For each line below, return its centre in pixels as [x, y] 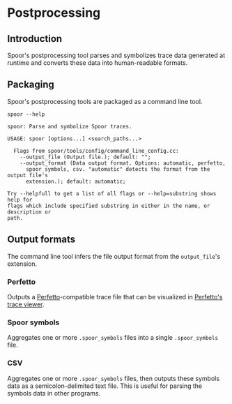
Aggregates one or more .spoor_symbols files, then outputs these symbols [114, 378]
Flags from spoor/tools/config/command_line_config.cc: [96, 151]
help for [20, 200]
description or [29, 212]
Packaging [31, 85]
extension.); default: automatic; [76, 181]
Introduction [35, 39]
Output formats [41, 240]
